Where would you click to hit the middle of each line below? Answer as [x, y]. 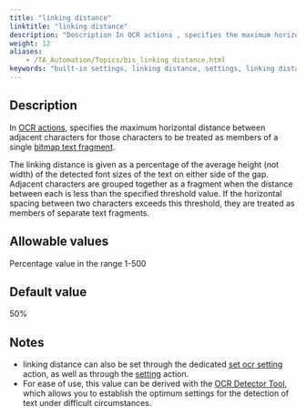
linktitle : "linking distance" [69, 26]
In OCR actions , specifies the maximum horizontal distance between [138, 127]
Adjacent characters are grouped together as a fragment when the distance [151, 184]
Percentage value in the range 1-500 [78, 263]
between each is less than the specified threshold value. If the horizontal [146, 193]
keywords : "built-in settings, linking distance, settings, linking [142, 69]
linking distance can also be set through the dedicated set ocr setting [153, 364]
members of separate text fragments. [80, 213]
